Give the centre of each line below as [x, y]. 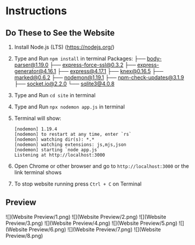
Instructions [36, 11]
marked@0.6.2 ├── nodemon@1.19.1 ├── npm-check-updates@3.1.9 [99, 77]
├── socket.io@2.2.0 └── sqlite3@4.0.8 [64, 84]
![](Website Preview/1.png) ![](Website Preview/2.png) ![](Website [86, 217]
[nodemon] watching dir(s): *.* [54, 139]
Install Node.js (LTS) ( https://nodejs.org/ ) [64, 47]
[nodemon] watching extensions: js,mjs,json [70, 145]
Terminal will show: [38, 118]
